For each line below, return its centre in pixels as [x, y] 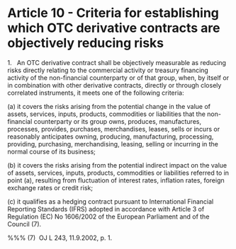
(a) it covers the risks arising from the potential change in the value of [109, 106]
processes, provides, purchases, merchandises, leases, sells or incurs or [114, 129]
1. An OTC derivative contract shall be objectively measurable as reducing [117, 62]
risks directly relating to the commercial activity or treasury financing [108, 70]
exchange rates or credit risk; [50, 187]
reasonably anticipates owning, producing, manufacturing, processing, [111, 137]
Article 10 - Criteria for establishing [113, 13]
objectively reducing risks [86, 43]
